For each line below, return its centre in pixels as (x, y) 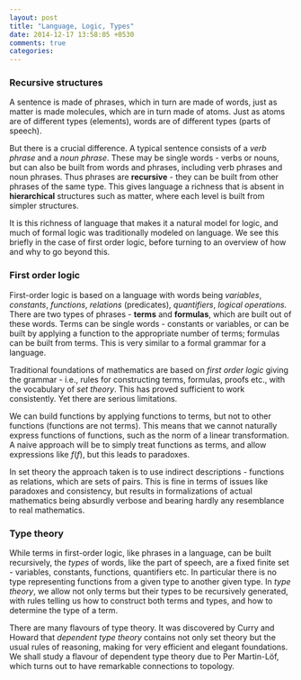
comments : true (38, 43)
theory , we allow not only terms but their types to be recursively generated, (149, 592)
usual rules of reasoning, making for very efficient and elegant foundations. (149, 647)
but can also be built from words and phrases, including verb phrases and (146, 168)
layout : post (34, 18)
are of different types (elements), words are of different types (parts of (140, 122)
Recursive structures (56, 83)
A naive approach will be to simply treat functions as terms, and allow (138, 444)
